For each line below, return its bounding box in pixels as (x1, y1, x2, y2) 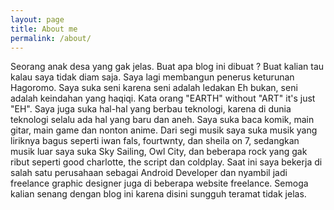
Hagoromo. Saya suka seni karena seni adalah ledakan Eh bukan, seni (10, 82, 298, 94)
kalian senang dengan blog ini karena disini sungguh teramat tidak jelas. (10, 188, 307, 200)
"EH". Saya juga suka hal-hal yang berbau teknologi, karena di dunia (10, 103, 292, 115)
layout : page (10, 14, 65, 25)
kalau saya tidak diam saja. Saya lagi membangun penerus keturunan (10, 71, 295, 83)
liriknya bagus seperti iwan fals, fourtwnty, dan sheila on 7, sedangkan (10, 135, 300, 147)
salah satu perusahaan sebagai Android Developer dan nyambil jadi (10, 167, 288, 179)
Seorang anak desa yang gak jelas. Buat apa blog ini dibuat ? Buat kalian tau (10, 61, 325, 73)
